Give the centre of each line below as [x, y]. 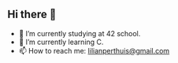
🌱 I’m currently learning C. [61, 42]
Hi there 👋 [32, 15]
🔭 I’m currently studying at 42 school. [80, 33]
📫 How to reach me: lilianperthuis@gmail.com [94, 50]
